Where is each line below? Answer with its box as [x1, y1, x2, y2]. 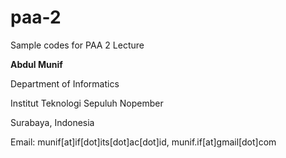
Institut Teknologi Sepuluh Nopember [10, 97, 164, 109]
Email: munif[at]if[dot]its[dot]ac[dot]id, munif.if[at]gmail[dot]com [10, 136, 277, 148]
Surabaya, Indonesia [10, 116, 95, 128]
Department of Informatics [10, 77, 120, 90]
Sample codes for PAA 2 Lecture [10, 39, 145, 51]
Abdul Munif [10, 58, 63, 70]
